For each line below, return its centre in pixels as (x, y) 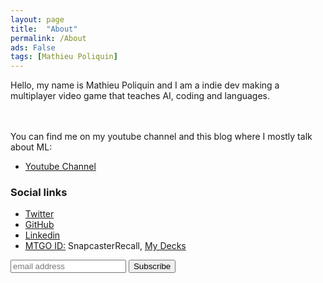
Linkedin (42, 235)
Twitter (39, 214)
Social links (39, 193)
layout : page (37, 19)
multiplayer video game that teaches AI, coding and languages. (140, 96)
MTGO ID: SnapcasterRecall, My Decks (105, 246)
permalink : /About (48, 38)
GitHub (39, 225)
